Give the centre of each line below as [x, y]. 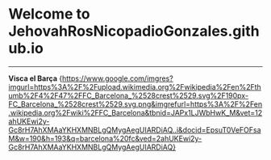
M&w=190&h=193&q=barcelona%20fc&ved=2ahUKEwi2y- [105, 138]
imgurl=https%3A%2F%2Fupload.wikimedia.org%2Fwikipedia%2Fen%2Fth [135, 86]
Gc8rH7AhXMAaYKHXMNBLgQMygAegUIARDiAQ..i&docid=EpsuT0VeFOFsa [135, 129]
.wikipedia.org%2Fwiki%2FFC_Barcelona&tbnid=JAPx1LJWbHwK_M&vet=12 [135, 112]
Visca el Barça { [35, 78]
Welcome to [49, 14]
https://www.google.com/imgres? [117, 78]
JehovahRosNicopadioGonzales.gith [134, 31]
